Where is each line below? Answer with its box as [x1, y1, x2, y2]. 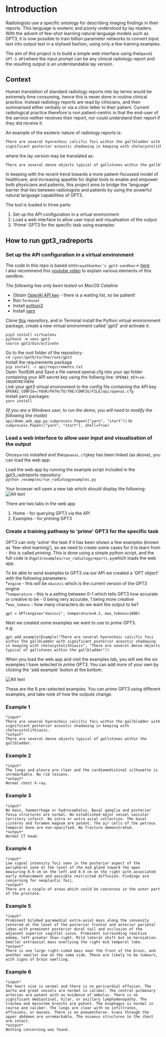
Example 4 [5, 845, 32, 852]
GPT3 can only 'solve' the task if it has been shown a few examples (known [5, 539, 159, 545]
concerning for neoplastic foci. [5, 878, 74, 883]
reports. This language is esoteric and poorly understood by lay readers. [5, 25, 153, 31]
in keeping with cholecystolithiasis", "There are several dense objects [5, 643, 161, 648]
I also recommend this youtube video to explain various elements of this [5, 268, 152, 274]
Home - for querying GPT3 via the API [12, 510, 90, 516]
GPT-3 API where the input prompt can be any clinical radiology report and [5, 55, 155, 61]
